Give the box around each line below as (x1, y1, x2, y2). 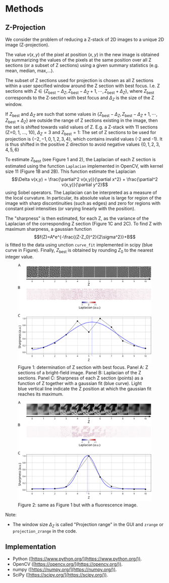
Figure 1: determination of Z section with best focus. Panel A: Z (18, 364, 148, 370)
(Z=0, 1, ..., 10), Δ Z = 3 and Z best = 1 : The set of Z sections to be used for (5, 129, 156, 137)
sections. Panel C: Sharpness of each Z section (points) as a (18, 375, 144, 381)
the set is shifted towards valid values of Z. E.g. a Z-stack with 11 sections (5, 124, 158, 130)
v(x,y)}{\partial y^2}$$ (61, 181, 108, 187)
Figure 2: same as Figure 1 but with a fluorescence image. (18, 502, 138, 508)
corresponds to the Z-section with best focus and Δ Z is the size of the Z (5, 94, 155, 102)
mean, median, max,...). (5, 68, 54, 74)
